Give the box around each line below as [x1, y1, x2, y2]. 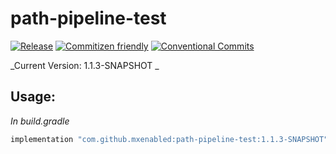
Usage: [10, 88, 57, 106]
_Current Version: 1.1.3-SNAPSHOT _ [10, 59, 160, 71]
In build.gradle [10, 115, 70, 127]
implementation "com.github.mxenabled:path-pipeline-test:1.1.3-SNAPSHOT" [10, 134, 329, 144]
